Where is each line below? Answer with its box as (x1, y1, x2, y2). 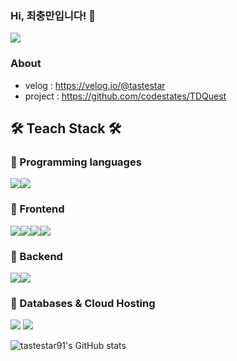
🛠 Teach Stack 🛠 (10, 120, 122, 137)
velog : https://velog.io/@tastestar (24, 79, 166, 91)
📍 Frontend (10, 202, 65, 216)
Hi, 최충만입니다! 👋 (10, 8, 96, 22)
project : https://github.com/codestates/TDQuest (24, 90, 227, 102)
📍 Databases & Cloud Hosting (10, 296, 156, 310)
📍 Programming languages (10, 155, 142, 169)
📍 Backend (10, 249, 63, 263)
